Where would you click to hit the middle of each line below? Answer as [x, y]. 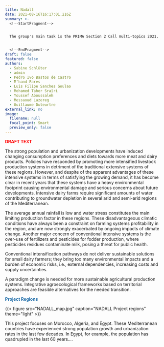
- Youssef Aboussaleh [32, 95]
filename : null [25, 119]
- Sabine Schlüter [28, 68]
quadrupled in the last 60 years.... [39, 339]
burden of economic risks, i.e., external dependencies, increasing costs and [82, 264]
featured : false [22, 59]
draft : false [18, 55]
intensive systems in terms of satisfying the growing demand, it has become [82, 177]
